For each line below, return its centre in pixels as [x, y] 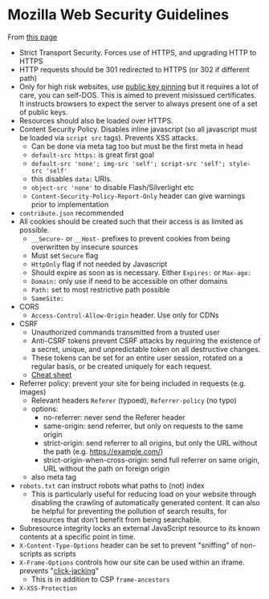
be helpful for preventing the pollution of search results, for [129, 511]
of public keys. [43, 112]
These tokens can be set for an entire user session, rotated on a [137, 358]
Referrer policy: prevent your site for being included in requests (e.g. [132, 383]
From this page [33, 37]
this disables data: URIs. [72, 179]
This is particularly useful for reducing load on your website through [143, 494]
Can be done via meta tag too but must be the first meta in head [137, 146]
